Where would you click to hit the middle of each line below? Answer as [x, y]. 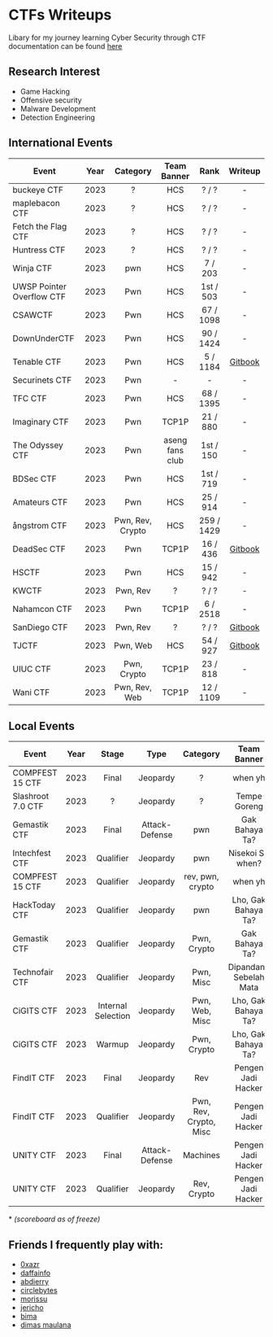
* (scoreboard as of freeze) [54, 1219]
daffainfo [35, 1273]
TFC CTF [30, 398]
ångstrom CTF [40, 525]
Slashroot [31, 797]
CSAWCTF [33, 315]
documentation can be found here [65, 46]
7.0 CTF [28, 806]
